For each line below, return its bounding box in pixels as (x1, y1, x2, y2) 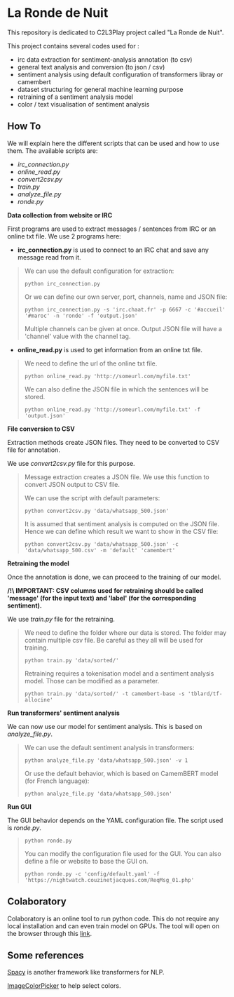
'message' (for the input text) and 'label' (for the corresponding (7, 594, 196, 602)
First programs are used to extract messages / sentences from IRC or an (7, 225, 216, 233)
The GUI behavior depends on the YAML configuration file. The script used (7, 816, 223, 824)
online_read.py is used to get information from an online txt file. (17, 345, 203, 354)
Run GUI (7, 802, 32, 811)
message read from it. (17, 253, 82, 261)
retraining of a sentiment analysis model (17, 93, 134, 101)
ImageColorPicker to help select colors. (7, 982, 121, 990)
